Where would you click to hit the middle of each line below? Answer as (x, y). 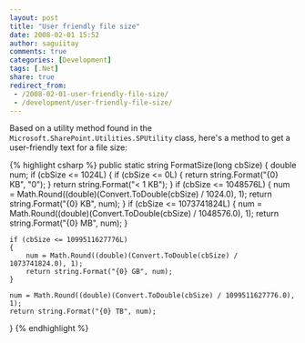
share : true (32, 77)
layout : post (34, 18)
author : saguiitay (44, 43)
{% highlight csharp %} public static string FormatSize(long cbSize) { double (153, 166)
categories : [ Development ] (61, 60)
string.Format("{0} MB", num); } (69, 223)
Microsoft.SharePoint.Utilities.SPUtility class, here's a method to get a (150, 138)
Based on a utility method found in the (81, 128)
